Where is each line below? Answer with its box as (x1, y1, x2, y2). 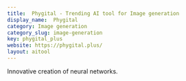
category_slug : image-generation (7, 29, 103, 36)
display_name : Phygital (7, 16, 78, 23)
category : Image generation (7, 23, 88, 30)
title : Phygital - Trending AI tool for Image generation (7, 10, 180, 17)
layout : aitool (7, 49, 51, 56)
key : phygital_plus (7, 36, 63, 43)
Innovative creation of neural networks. (7, 67, 118, 76)
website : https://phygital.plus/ (7, 42, 103, 49)
